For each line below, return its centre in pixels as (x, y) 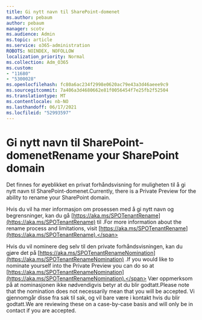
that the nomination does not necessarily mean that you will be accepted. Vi (100, 291)
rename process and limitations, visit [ (53, 228)
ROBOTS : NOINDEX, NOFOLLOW (40, 51)
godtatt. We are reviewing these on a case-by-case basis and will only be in (99, 304)
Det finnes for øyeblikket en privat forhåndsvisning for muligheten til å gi (96, 185)
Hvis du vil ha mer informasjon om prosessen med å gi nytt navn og (90, 209)
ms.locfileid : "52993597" (39, 113)
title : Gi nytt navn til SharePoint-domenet (63, 12)
